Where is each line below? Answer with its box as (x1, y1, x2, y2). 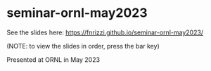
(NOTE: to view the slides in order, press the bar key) (6, 41, 160, 50)
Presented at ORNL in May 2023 (6, 55, 100, 64)
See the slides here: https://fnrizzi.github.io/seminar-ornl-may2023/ (6, 28, 204, 37)
